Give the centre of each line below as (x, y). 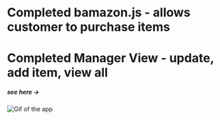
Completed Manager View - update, (110, 58)
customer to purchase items (89, 27)
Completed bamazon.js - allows (99, 13)
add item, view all (57, 73)
